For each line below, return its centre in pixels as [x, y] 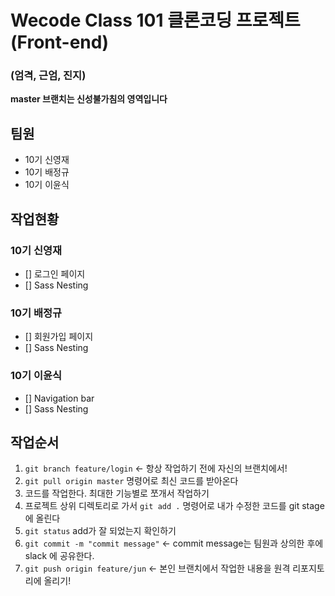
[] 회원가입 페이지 [59, 337]
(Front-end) [59, 42]
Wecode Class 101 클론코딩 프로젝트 [155, 20]
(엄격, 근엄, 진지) [48, 76]
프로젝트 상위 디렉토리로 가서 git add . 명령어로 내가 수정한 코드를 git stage [174, 506]
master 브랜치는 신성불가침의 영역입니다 [89, 99]
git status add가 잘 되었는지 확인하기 [100, 531]
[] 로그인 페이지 [55, 273]
